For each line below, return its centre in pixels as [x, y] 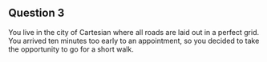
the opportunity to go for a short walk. [71, 49]
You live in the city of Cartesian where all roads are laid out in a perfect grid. [134, 32]
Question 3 [36, 13]
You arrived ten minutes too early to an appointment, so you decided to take [134, 41]
